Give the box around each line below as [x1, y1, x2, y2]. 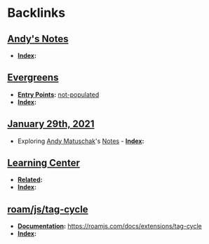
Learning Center [7, 157, 81, 169]
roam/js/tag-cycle [7, 203, 89, 215]
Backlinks [7, 5, 66, 21]
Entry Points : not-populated [17, 90, 100, 99]
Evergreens [7, 72, 59, 83]
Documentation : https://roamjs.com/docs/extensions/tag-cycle [17, 222, 202, 231]
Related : [17, 175, 43, 184]
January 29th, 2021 [7, 118, 95, 130]
